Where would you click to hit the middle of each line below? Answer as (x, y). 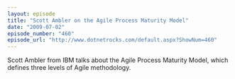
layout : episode (31, 14)
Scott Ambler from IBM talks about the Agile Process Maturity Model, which (118, 60)
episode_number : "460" (41, 34)
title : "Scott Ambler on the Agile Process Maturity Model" (98, 20)
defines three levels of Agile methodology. (69, 68)
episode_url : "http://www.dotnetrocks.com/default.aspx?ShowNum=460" (113, 40)
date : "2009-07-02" (36, 27)
